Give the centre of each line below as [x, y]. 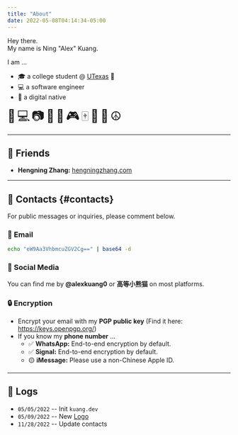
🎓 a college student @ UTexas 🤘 [66, 76]
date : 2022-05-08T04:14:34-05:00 [57, 21]
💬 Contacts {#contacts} [61, 199]
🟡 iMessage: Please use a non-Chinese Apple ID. [101, 360]
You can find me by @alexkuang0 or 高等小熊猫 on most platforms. [106, 283]
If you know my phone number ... [66, 336]
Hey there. [23, 40]
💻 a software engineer [51, 86]
